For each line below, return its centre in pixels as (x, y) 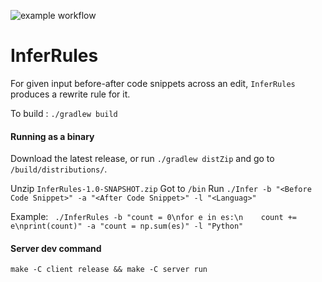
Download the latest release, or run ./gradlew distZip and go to (142, 159)
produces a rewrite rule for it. (70, 94)
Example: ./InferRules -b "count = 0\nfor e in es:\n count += (154, 217)
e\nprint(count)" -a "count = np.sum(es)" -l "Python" (127, 226)
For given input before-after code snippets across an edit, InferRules (153, 83)
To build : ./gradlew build (64, 113)
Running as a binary (52, 136)
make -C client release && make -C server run (109, 270)
